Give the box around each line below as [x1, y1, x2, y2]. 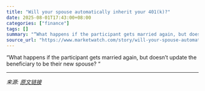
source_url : [6, 37, 37, 43]
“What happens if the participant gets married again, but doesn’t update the [6, 54, 197, 61]
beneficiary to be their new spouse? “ [6, 60, 101, 67]
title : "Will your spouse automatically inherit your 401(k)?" [6, 8, 171, 15]
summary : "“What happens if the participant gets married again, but [6, 32, 187, 38]
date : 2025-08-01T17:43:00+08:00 [6, 15, 92, 21]
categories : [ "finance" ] [6, 20, 70, 26]
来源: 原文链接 [6, 78, 41, 86]
